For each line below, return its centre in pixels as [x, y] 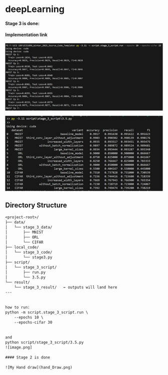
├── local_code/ [22, 247]
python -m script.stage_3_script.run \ [47, 312]
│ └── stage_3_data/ [29, 227]
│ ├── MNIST [24, 232]
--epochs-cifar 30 [33, 322]
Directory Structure [36, 205]
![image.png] [19, 347]
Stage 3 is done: [22, 23]
